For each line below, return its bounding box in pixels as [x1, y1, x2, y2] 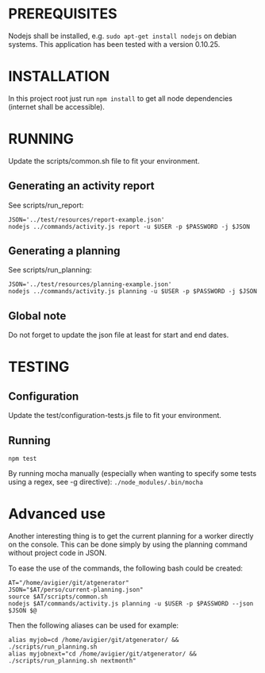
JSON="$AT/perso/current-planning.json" [8, 586, 144, 594]
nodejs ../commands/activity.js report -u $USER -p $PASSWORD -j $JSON [8, 222, 250, 230]
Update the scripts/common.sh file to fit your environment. [8, 156, 200, 165]
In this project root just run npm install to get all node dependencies [8, 93, 232, 103]
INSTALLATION [8, 68, 109, 86]
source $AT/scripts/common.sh [8, 593, 109, 601]
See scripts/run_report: [8, 200, 84, 210]
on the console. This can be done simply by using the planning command [8, 540, 248, 549]
